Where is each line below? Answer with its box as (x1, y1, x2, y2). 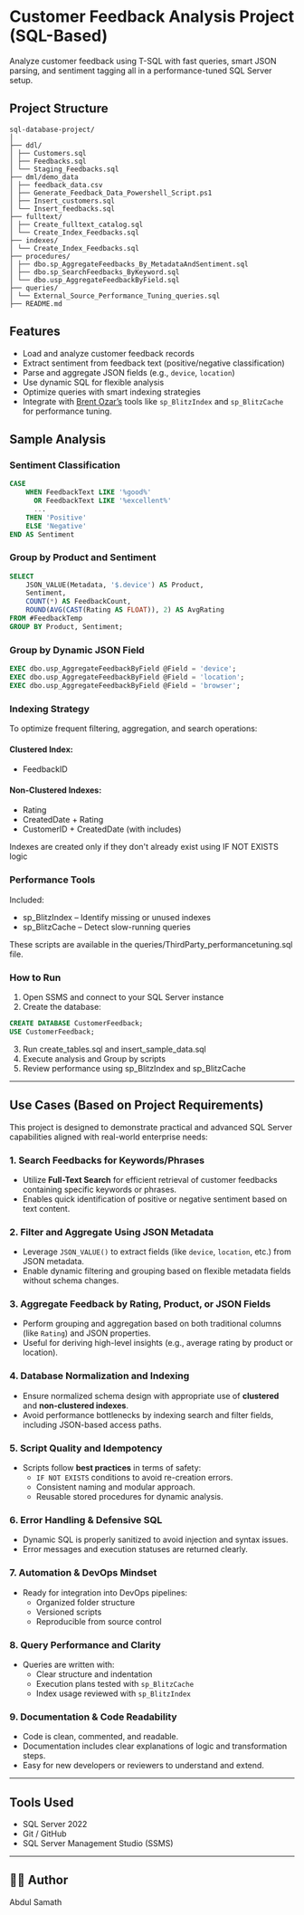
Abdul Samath (9, 1896, 62, 1907)
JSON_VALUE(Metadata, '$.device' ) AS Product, (25, 580, 204, 589)
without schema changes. (22, 1275, 119, 1286)
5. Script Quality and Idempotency (9, 1442, 163, 1454)
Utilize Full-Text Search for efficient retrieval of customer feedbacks (22, 1174, 278, 1185)
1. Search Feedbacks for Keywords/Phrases (9, 1154, 205, 1167)
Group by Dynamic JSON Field (9, 643, 145, 656)
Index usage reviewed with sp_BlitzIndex (35, 1688, 192, 1699)
